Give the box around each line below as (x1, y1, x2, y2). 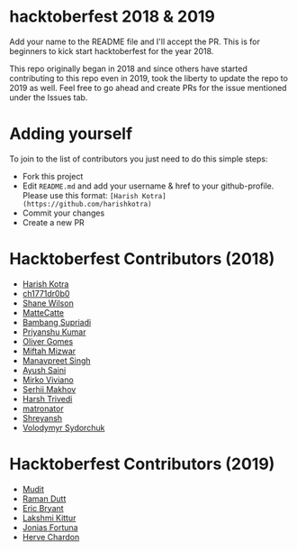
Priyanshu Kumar (22, 326, 86, 337)
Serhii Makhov (22, 383, 76, 394)
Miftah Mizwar (22, 345, 76, 356)
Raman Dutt (22, 493, 67, 504)
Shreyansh (22, 412, 63, 423)
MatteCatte (22, 307, 65, 317)
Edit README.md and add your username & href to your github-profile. (22, 180, 274, 191)
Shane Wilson (22, 298, 74, 308)
